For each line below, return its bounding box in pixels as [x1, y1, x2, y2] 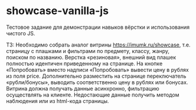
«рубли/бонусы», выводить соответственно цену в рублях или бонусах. [6, 78, 188, 86]
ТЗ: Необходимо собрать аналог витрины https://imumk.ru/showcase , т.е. [6, 41, 191, 48]
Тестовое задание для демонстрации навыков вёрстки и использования [6, 24, 190, 31]
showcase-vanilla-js [6, 4, 109, 18]
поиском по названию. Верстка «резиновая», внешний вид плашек [6, 54, 176, 61]
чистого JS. [6, 29, 35, 36]
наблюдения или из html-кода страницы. [6, 97, 109, 104]
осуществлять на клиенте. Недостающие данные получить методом [6, 91, 179, 98]
